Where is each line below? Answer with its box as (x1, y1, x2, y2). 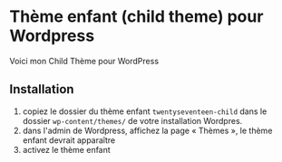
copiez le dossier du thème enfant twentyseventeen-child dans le (22, 106, 267, 117)
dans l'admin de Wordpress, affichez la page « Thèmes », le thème (22, 125, 273, 136)
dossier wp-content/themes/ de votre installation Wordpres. (22, 115, 243, 126)
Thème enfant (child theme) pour (9, 6, 264, 27)
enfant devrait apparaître (22, 134, 116, 146)
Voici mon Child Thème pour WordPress (9, 55, 160, 66)
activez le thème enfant (22, 144, 111, 155)
